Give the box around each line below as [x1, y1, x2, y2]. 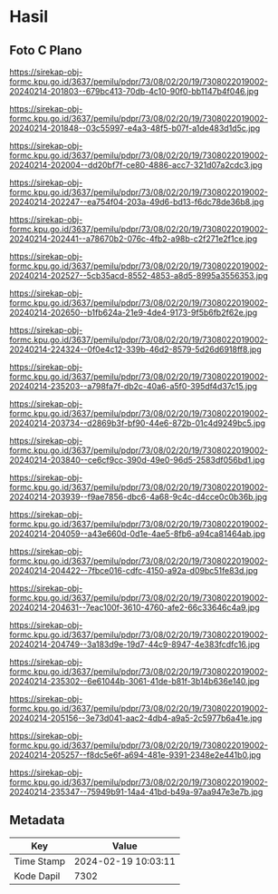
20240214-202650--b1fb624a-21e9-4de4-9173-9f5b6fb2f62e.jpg [9, 307, 258, 318]
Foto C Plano [9, 43, 82, 58]
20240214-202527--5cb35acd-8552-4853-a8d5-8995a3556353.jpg [9, 270, 269, 280]
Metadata [9, 812, 65, 828]
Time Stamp [14, 855, 66, 868]
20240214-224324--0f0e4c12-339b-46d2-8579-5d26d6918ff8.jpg [9, 344, 262, 355]
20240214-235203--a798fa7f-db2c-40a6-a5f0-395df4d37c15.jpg [9, 381, 258, 391]
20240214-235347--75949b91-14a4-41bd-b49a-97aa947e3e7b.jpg [9, 787, 264, 797]
